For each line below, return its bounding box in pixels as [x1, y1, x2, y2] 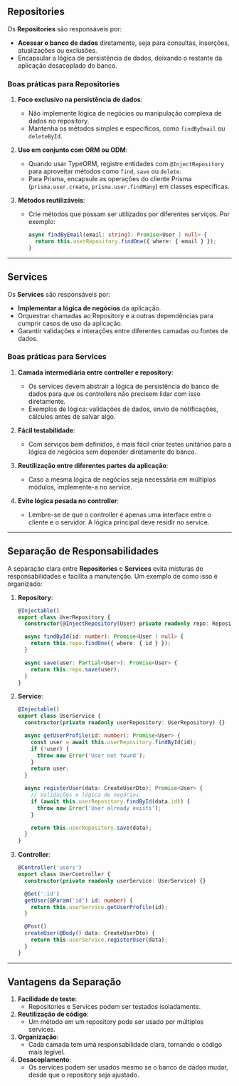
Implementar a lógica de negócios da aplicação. [17, 303, 161, 313]
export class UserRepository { [17, 614, 111, 621]
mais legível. [28, 1048, 65, 1057]
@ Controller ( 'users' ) [17, 864, 83, 871]
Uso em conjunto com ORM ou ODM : [17, 146, 128, 154]
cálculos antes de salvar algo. [28, 412, 116, 420]
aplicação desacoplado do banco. [17, 61, 117, 70]
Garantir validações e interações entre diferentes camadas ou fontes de [17, 326, 228, 335]
